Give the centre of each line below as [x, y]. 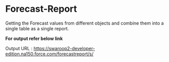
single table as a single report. [37, 28]
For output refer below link [34, 38]
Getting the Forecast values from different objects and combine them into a [84, 23]
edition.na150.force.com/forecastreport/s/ [49, 54]
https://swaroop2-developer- [64, 48]
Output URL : [19, 48]
